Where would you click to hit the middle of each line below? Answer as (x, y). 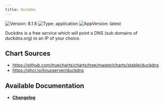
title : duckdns (21, 10)
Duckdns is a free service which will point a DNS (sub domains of (71, 33)
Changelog (24, 98)
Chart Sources (28, 53)
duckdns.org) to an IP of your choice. (43, 38)
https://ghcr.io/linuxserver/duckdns (48, 70)
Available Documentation (45, 86)
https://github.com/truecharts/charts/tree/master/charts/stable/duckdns (85, 65)
